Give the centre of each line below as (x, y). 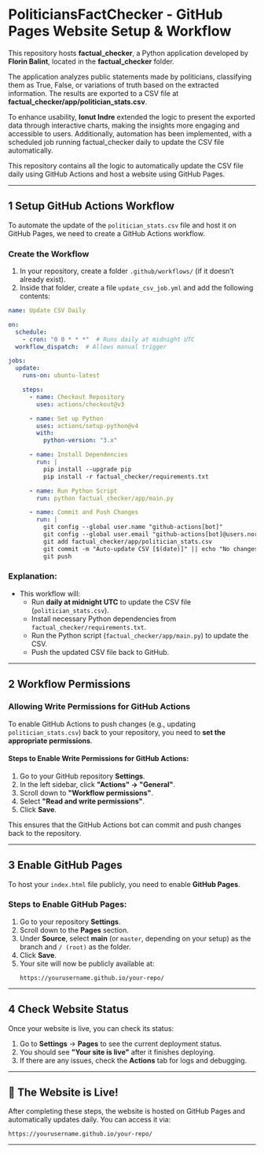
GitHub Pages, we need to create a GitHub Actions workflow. (107, 233)
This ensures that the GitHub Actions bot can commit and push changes (125, 825)
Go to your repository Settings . (70, 922)
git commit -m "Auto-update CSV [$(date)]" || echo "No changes (150, 549)
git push (57, 556)
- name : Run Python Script (73, 491)
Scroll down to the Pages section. (74, 929)
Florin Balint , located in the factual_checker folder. (91, 61)
